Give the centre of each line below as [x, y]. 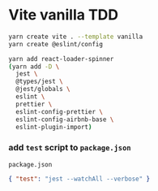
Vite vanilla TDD [64, 15]
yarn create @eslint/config [56, 44]
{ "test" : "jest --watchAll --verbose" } [79, 179]
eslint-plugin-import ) [54, 127]
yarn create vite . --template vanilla [76, 37]
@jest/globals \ [43, 89]
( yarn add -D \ [34, 67]
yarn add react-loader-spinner [61, 59]
